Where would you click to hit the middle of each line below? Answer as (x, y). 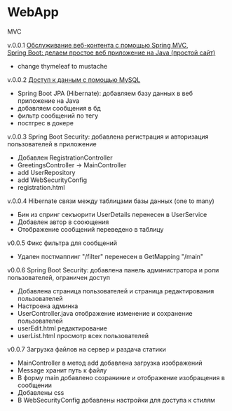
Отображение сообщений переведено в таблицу (90, 229)
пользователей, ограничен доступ (59, 277)
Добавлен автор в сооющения (63, 222)
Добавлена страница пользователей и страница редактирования (116, 291)
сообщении (35, 385)
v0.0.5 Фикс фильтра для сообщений (62, 243)
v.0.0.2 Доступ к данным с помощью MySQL (74, 79)
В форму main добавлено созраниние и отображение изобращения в (121, 377)
